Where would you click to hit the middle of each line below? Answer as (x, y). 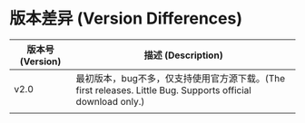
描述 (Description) (184, 55)
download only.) (110, 101)
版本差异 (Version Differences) (126, 19)
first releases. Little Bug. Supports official (163, 90)
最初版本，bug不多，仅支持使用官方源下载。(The (181, 78)
